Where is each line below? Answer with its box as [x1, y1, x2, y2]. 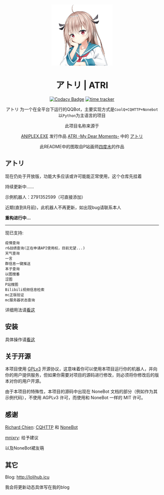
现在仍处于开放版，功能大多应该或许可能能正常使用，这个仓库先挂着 [5, 173, 142, 179]
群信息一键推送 [5, 261, 31, 266]
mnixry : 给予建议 [5, 435, 39, 441]
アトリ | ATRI [56, 80, 108, 91]
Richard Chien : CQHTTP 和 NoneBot [5, 425, 78, 430]
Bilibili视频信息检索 [5, 287, 45, 292]
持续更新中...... [5, 183, 34, 189]
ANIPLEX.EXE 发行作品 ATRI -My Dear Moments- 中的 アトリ [21, 133, 143, 139]
